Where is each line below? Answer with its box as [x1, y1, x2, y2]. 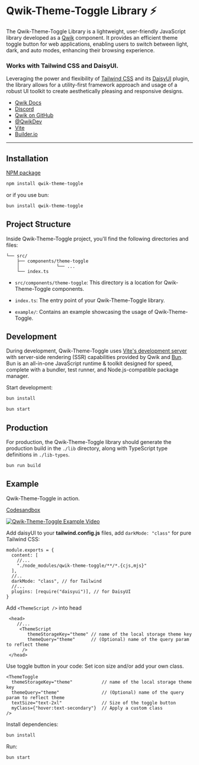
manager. [6, 373, 30, 380]
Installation [6, 153, 49, 163]
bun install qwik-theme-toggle [6, 202, 84, 209]
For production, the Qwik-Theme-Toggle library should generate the [6, 438, 172, 445]
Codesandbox [6, 506, 40, 513]
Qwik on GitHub [14, 112, 54, 119]
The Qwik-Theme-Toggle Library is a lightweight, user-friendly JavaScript [6, 27, 186, 35]
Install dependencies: [6, 720, 59, 728]
